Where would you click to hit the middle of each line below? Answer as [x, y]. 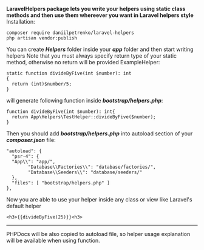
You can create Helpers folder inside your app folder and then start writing [100, 49]
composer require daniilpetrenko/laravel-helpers [70, 33]
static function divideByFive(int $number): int [69, 73]
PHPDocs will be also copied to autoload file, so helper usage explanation [98, 234]
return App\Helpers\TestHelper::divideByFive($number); [84, 117]
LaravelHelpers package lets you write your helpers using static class [96, 9]
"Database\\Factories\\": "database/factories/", [92, 167]
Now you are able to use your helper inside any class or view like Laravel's [99, 199]
